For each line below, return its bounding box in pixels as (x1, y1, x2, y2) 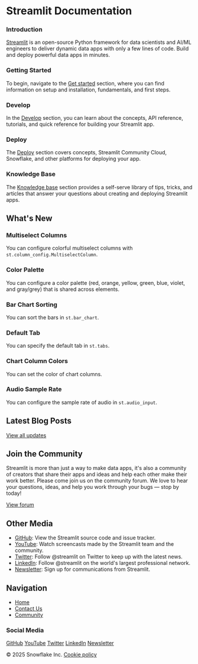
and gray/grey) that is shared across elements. (6, 285, 120, 293)
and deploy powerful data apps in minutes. (6, 52, 111, 59)
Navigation (6, 583, 47, 593)
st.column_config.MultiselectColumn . (6, 251, 98, 258)
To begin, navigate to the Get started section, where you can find (6, 80, 164, 87)
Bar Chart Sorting (6, 300, 58, 309)
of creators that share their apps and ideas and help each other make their (6, 471, 187, 478)
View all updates (6, 431, 47, 439)
